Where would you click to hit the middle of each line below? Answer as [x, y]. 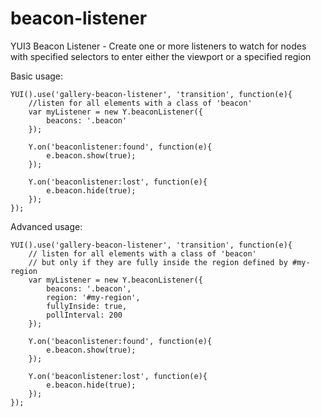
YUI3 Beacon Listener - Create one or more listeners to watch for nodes [158, 46]
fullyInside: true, [87, 306]
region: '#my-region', [93, 297]
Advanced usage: [46, 226]
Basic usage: [37, 76]
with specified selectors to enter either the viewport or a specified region [161, 56]
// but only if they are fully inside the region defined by [158, 262]
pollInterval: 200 [84, 315]
